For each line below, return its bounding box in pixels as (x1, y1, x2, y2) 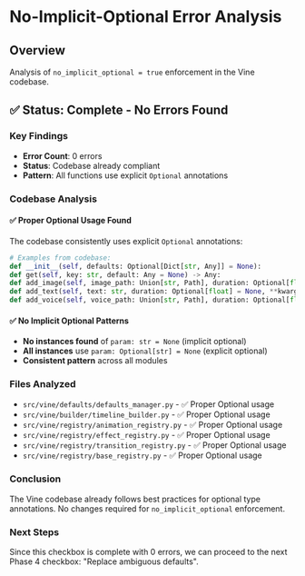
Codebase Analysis (9, 193, 98, 205)
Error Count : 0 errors (22, 150, 103, 161)
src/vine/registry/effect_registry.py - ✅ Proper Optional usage (22, 429, 271, 440)
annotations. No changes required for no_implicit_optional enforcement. (9, 502, 286, 514)
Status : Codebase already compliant (22, 160, 161, 171)
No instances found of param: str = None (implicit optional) (22, 336, 247, 347)
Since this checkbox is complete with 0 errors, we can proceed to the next (9, 547, 288, 558)
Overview (9, 43, 66, 58)
